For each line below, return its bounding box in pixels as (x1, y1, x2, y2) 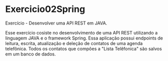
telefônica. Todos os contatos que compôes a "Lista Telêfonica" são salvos (5, 45, 162, 51)
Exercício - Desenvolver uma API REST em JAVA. (5, 20, 107, 26)
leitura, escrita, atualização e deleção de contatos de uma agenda (5, 40, 143, 46)
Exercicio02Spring (5, 3, 86, 15)
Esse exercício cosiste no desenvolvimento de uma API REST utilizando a (5, 29, 158, 35)
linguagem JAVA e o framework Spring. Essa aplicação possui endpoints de (5, 35, 163, 41)
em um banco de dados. (5, 51, 56, 57)
